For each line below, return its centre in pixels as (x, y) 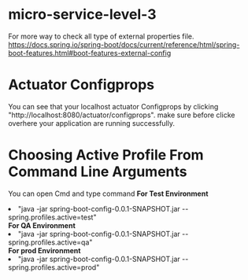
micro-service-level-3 (82, 15)
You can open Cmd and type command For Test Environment (108, 193)
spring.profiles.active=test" (52, 217)
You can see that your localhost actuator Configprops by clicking (113, 106)
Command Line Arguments (98, 172)
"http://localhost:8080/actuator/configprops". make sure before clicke (122, 115)
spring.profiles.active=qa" (50, 242)
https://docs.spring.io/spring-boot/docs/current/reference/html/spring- (124, 44)
